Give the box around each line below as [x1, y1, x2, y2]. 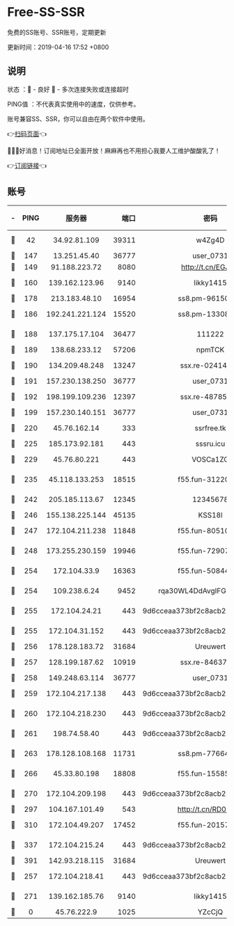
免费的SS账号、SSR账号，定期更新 [7, 28, 107, 36]
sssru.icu [195, 439, 226, 448]
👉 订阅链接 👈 [7, 161, 47, 169]
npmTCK [196, 345, 225, 354]
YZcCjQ [197, 907, 224, 916]
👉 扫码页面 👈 [7, 130, 47, 138]
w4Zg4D [196, 235, 225, 244]
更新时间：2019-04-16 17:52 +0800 [7, 42, 109, 51]
